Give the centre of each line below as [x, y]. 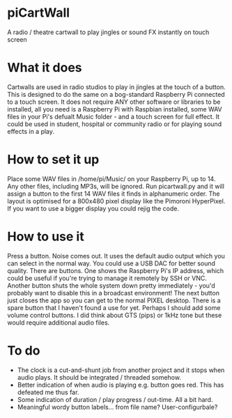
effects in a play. [31, 131]
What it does [45, 68]
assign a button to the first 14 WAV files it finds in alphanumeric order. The [114, 194]
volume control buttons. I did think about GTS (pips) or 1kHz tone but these [115, 315]
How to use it [46, 237]
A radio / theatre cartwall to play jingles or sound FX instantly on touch [108, 32]
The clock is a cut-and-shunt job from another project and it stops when [121, 370]
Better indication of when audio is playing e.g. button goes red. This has [121, 385]
